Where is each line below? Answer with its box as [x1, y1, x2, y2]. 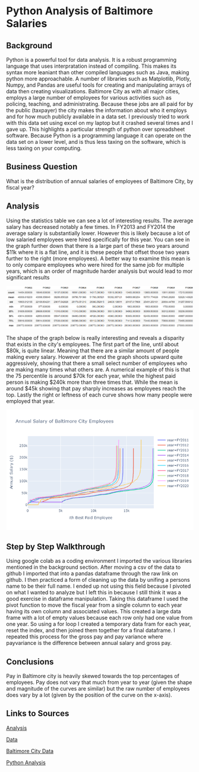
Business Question [6, 162, 78, 172]
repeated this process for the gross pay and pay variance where [6, 633, 163, 640]
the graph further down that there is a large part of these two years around [6, 242, 189, 249]
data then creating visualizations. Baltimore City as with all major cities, [6, 88, 180, 94]
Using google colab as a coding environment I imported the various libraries [6, 557, 192, 565]
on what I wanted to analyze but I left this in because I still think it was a [6, 589, 181, 596]
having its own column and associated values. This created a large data [6, 608, 181, 615]
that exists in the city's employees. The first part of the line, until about [6, 341, 179, 348]
